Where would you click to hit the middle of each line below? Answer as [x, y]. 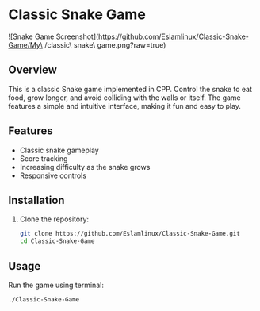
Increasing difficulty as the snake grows [85, 167]
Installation [36, 200]
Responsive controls [53, 175]
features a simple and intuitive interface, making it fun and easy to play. [125, 106]
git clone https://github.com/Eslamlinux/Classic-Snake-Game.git [130, 234]
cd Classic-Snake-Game [57, 241]
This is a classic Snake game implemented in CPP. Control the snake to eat [130, 89]
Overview [33, 70]
